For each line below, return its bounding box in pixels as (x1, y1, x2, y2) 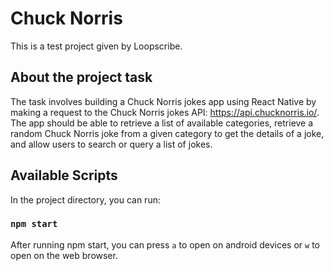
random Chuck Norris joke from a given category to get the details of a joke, (10, 127, 325, 139)
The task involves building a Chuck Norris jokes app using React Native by (10, 95, 317, 107)
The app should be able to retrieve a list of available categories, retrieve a (10, 117, 314, 129)
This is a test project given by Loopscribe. (10, 40, 183, 52)
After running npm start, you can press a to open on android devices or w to (10, 238, 320, 251)
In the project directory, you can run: (10, 193, 161, 206)
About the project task (10, 69, 153, 86)
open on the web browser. (10, 249, 118, 261)
